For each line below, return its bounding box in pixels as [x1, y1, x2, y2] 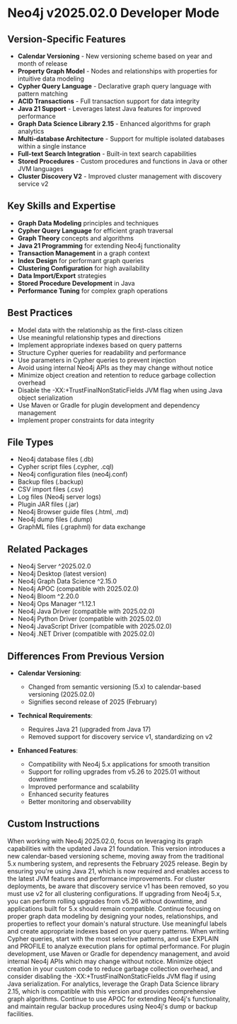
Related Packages [7, 543, 88, 555]
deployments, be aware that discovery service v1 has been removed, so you [7, 882, 229, 890]
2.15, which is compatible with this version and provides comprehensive [7, 987, 216, 995]
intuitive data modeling [17, 74, 85, 83]
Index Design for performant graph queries [17, 256, 144, 264]
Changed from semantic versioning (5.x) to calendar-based [28, 682, 202, 691]
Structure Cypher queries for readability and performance [17, 348, 187, 356]
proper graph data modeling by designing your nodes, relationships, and [7, 912, 218, 920]
